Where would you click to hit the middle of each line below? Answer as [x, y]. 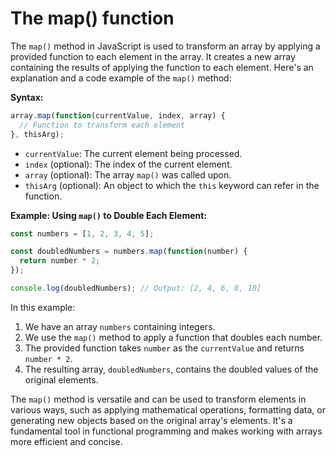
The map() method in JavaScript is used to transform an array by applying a [165, 46]
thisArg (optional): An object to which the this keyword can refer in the [172, 185]
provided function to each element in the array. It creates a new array [153, 56]
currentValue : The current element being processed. [133, 153]
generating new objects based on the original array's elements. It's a [151, 420]
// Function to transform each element [102, 125]
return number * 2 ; [60, 261]
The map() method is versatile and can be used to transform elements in [158, 399]
